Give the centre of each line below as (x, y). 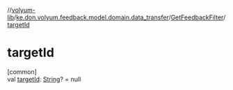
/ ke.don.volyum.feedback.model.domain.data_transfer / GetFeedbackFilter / (120, 17)
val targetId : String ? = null (44, 79)
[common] (22, 71)
